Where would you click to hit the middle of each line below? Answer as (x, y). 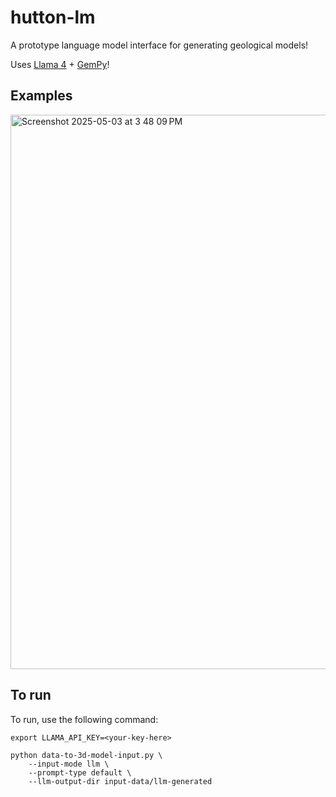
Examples (41, 96)
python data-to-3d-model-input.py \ (86, 755)
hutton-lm (53, 17)
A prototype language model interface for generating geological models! (159, 45)
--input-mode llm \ (69, 764)
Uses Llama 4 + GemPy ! (60, 64)
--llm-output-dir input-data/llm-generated (120, 781)
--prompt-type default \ (80, 772)
